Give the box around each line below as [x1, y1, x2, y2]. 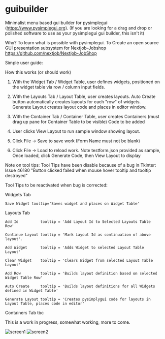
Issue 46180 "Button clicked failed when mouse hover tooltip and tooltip [5, 167, 151, 173]
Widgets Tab [5, 191, 31, 197]
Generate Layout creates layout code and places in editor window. [12, 104, 147, 110]
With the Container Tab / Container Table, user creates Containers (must [12, 113, 160, 119]
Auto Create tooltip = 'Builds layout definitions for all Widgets [5, 284, 155, 289]
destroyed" [5, 172, 28, 178]
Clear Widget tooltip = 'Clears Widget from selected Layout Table [5, 258, 153, 263]
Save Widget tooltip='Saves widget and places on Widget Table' [5, 201, 140, 206]
